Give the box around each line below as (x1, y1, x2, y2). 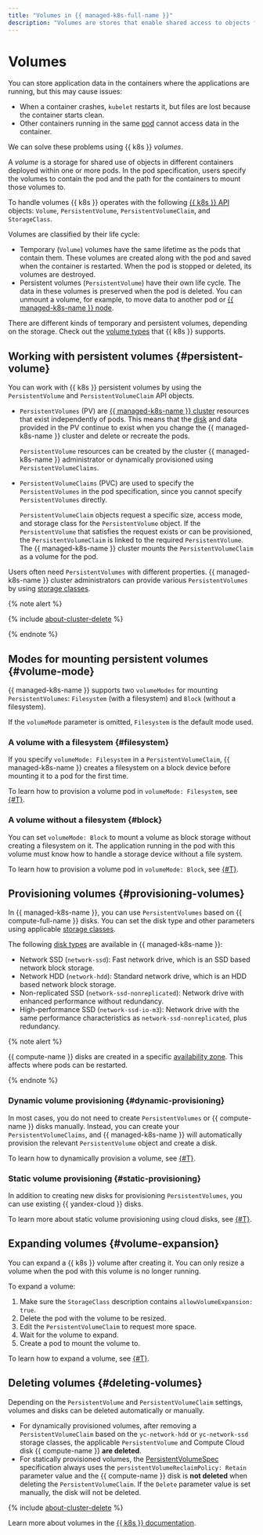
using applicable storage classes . (8, 924, 116, 934)
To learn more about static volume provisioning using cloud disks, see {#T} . (8, 1215, 252, 1224)
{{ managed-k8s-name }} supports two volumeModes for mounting (8, 685, 218, 695)
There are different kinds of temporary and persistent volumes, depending (8, 319, 248, 328)
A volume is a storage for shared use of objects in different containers (8, 158, 234, 167)
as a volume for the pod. (19, 552, 99, 561)
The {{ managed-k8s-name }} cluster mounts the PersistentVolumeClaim (19, 543, 254, 554)
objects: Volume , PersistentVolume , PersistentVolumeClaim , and (8, 206, 211, 216)
